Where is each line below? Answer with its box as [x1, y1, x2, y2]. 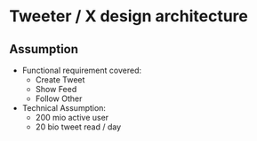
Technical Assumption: [21, 103, 107, 113]
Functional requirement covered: [21, 65, 142, 75]
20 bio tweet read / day [35, 121, 122, 132]
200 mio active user [35, 113, 109, 122]
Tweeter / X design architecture [9, 6, 249, 27]
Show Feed [35, 84, 77, 94]
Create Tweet [35, 74, 85, 85]
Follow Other [35, 93, 83, 104]
